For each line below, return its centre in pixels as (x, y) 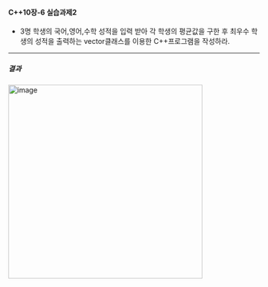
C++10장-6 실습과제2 (43, 12)
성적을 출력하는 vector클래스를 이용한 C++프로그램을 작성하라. (132, 41)
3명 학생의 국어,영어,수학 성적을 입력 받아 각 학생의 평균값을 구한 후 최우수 (134, 31)
